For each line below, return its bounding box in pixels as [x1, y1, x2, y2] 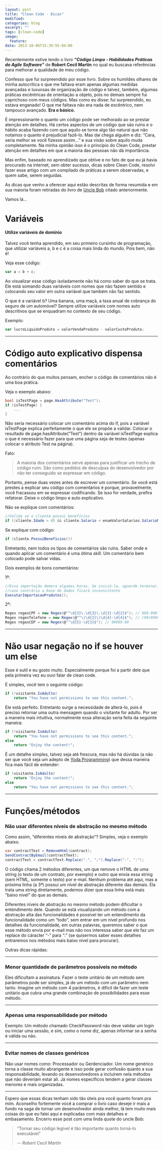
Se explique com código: [5, 527, 55, 533]
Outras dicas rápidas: [5, 947, 48, 953]
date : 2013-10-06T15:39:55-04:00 [5, 43, 73, 48]
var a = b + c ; [5, 270, 36, 275]
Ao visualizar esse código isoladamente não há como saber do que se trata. [5, 278, 157, 284]
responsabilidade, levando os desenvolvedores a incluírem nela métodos [5, 1071, 151, 1077]
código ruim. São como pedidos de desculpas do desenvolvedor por [16, 465, 154, 471]
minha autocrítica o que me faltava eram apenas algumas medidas [5, 81, 138, 87]
